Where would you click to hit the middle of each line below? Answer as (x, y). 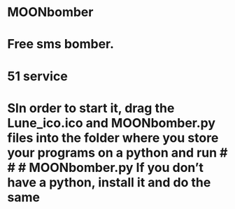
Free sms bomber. (60, 44)
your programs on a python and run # (117, 153)
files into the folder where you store (113, 138)
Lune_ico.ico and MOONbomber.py (111, 123)
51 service (37, 76)
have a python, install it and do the (109, 182)
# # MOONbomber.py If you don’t (106, 167)
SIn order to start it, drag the (91, 108)
